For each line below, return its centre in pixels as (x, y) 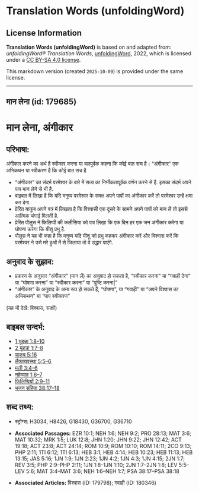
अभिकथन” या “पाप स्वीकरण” (42, 296)
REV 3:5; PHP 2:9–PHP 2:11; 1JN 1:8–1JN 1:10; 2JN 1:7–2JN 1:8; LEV (96, 465)
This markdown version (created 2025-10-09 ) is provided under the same (95, 71)
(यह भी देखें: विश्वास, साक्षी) (32, 308)
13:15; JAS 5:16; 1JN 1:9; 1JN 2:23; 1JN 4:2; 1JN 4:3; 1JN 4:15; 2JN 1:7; (100, 458)
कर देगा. (23, 203)
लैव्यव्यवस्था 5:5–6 (33, 361)
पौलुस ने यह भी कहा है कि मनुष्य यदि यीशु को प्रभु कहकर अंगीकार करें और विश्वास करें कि (97, 236)
